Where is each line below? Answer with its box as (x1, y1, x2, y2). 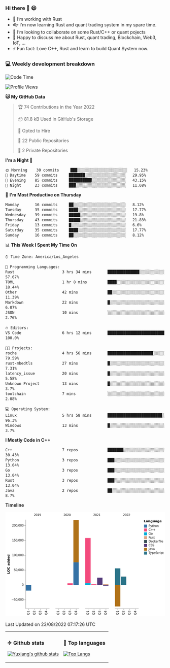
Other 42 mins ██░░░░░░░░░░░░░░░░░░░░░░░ (5, 289, 165, 295)
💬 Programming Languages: (5, 264, 60, 270)
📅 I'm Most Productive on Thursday (5, 191, 82, 197)
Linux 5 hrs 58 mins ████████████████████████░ (5, 413, 165, 418)
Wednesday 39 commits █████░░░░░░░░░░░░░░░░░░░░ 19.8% (5, 212, 144, 217)
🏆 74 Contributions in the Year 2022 (17, 104, 95, 110)
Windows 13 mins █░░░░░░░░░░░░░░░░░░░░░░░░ (5, 423, 165, 428)
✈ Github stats (7, 640, 45, 647)
